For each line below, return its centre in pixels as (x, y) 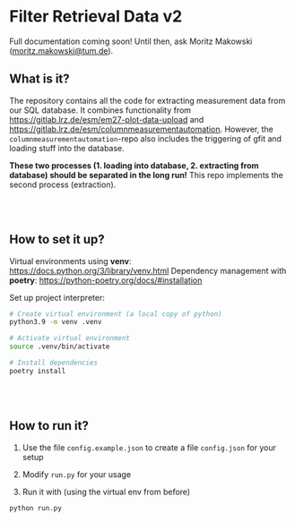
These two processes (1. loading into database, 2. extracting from (134, 165)
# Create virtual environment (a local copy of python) (116, 314)
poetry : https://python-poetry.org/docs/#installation (106, 280)
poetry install (38, 371)
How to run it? (49, 426)
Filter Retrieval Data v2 (96, 17)
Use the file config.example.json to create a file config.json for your (149, 447)
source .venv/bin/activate (60, 347)
